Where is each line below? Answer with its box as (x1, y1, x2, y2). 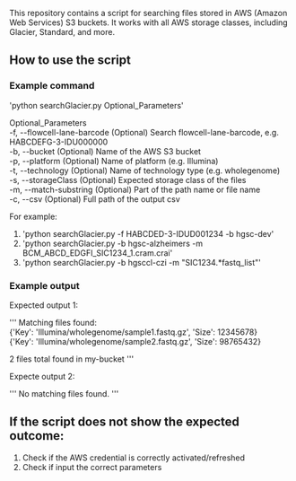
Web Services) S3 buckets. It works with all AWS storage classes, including (9, 17, 289, 28)
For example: (9, 211, 58, 222)
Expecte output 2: (9, 371, 75, 381)
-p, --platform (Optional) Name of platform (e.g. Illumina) (9, 155, 219, 166)
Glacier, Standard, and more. (9, 27, 115, 37)
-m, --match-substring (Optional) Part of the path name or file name (9, 184, 261, 195)
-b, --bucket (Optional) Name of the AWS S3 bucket (9, 145, 202, 156)
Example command (9, 80, 95, 92)
